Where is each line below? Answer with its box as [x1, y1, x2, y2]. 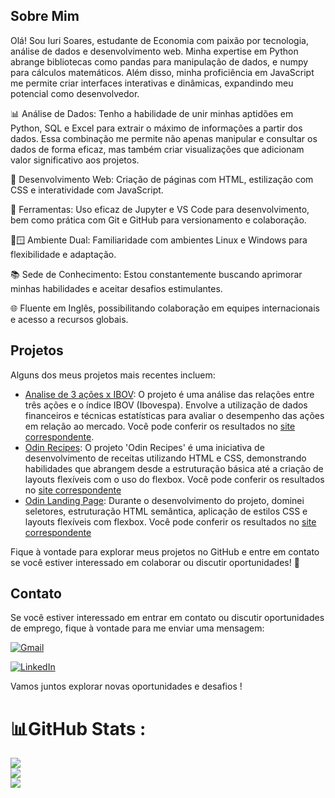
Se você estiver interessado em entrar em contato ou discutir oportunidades [10, 612, 325, 624]
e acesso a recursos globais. [10, 313, 129, 325]
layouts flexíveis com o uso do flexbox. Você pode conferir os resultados [24, 473, 325, 485]
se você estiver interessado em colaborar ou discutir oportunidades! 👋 [10, 556, 300, 568]
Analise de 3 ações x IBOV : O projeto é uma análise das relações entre [24, 388, 315, 400]
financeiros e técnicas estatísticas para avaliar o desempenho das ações [24, 409, 325, 421]
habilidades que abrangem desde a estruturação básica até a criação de [24, 462, 324, 474]
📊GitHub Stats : [10, 717, 147, 740]
